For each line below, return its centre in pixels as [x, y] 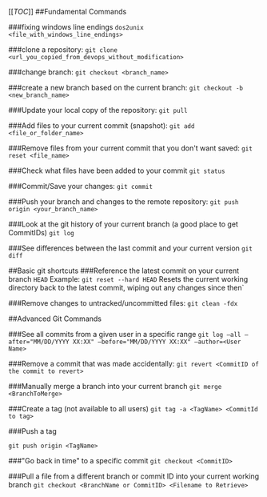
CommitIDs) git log [41, 232]
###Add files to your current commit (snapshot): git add [102, 126]
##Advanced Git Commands [55, 319]
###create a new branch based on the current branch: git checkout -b [126, 88]
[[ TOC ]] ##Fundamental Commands [68, 12]
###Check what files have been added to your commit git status [117, 170]
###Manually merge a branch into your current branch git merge [115, 386]
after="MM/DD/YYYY [39, 342]
